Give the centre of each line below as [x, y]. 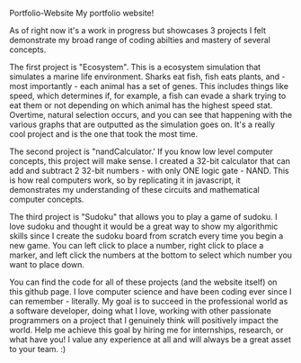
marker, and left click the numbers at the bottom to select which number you [151, 255]
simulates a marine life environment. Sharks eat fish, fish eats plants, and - [147, 77]
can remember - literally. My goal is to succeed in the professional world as [149, 301]
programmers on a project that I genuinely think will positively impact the [144, 320]
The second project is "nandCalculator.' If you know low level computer [141, 151]
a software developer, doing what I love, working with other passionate [140, 311]
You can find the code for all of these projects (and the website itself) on [143, 282]
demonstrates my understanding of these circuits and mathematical [135, 190]
